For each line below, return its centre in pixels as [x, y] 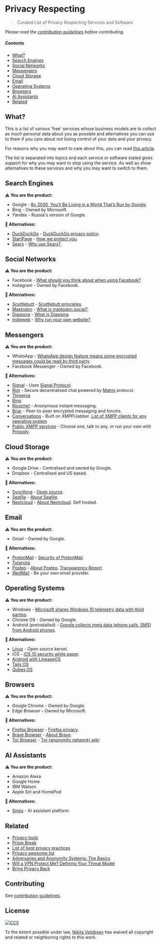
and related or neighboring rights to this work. [51, 937]
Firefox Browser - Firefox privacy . [45, 730]
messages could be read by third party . [51, 361]
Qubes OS [22, 669]
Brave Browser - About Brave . [42, 735]
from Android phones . [34, 630]
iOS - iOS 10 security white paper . [46, 654]
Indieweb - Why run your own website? [51, 320]
